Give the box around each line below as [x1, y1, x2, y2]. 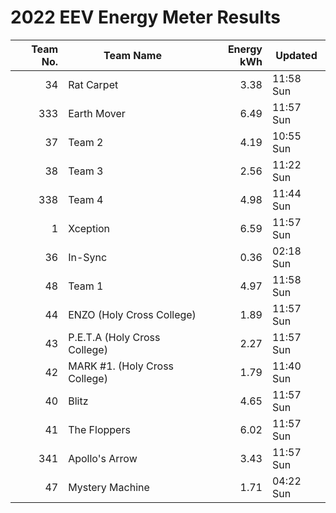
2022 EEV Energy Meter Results [10, 6, 282, 29]
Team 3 [68, 164, 104, 178]
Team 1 [68, 279, 104, 293]
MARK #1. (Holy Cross [68, 359, 175, 373]
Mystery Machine [68, 480, 150, 494]
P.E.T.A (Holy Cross [68, 330, 161, 344]
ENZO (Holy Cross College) [68, 307, 197, 321]
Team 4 [68, 192, 104, 206]
